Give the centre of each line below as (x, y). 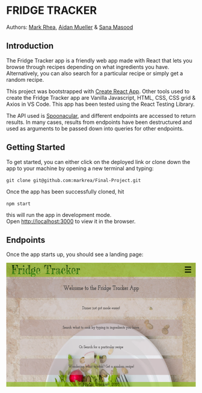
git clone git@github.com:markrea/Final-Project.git (74, 180)
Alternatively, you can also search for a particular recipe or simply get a (95, 73)
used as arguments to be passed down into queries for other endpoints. (95, 128)
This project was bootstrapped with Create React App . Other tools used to (98, 91)
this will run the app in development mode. (59, 215)
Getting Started (36, 148)
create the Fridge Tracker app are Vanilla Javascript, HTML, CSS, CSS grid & (101, 97)
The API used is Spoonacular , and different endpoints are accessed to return (101, 115)
